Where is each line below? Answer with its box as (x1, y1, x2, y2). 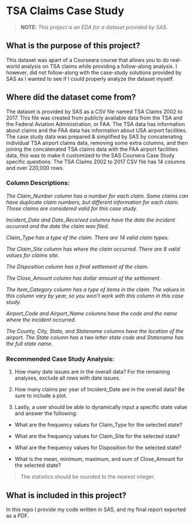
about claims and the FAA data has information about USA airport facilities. (6, 127, 188, 134)
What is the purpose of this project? (6, 41, 141, 51)
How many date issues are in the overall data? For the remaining (14, 368, 170, 375)
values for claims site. (6, 252, 59, 259)
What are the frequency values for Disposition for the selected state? (14, 444, 182, 452)
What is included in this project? (6, 490, 127, 500)
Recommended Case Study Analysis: (6, 355, 115, 363)
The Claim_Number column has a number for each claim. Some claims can (6, 192, 189, 199)
